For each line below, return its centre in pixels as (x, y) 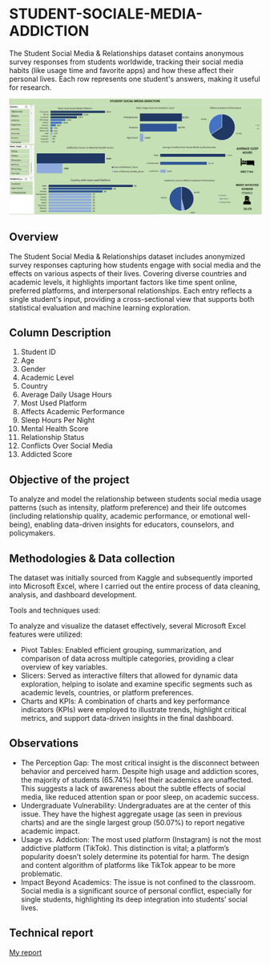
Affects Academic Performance (73, 412)
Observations (44, 743)
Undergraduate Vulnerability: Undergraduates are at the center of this (136, 805)
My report (26, 952)
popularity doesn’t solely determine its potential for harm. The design (135, 857)
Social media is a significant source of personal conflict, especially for (136, 890)
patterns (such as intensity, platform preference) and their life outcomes (128, 507)
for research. (30, 87)
